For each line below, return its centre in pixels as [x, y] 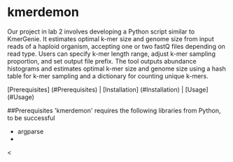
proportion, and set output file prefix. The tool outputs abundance [102, 61]
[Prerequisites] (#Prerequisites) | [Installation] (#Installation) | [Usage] [108, 89]
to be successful [31, 118]
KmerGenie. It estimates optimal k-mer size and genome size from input [111, 38]
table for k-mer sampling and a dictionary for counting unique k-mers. [108, 76]
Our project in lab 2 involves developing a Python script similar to [101, 31]
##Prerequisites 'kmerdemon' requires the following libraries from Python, [114, 110]
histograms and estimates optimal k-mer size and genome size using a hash [116, 68]
